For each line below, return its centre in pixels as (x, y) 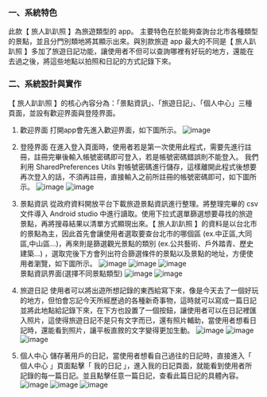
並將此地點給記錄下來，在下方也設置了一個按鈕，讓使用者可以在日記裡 (135, 310)
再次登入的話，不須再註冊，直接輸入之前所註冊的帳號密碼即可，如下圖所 (138, 176)
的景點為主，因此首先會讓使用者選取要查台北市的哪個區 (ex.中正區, (129, 234)
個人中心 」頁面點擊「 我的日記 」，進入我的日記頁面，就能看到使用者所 (136, 365)
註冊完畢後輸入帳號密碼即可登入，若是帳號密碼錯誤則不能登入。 (138, 156)
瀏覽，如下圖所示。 (65, 263)
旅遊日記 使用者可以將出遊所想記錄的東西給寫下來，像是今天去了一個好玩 (139, 290)
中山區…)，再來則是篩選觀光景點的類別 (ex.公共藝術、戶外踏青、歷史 (141, 243)
